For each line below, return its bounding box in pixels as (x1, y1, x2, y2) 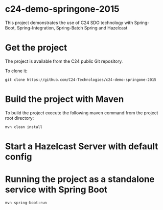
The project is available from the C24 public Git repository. (5, 58, 123, 64)
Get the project (5, 42, 68, 53)
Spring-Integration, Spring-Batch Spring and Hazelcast (17, 25, 128, 30)
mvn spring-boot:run (5, 200, 47, 205)
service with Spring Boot (5, 184, 108, 195)
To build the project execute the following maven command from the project (5, 109, 158, 116)
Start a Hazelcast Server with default (5, 141, 158, 152)
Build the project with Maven (5, 94, 124, 105)
